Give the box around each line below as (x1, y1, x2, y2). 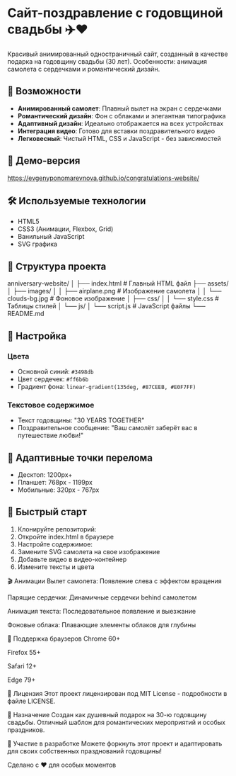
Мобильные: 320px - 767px (17, 485, 100, 494)
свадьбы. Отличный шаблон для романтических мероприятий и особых (7, 718, 226, 726)
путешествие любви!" (17, 431, 83, 440)
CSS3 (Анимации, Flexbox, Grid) (17, 225, 114, 233)
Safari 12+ (7, 661, 37, 670)
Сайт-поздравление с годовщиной (7, 5, 223, 21)
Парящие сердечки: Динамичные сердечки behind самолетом (7, 593, 197, 602)
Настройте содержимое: (17, 540, 93, 549)
